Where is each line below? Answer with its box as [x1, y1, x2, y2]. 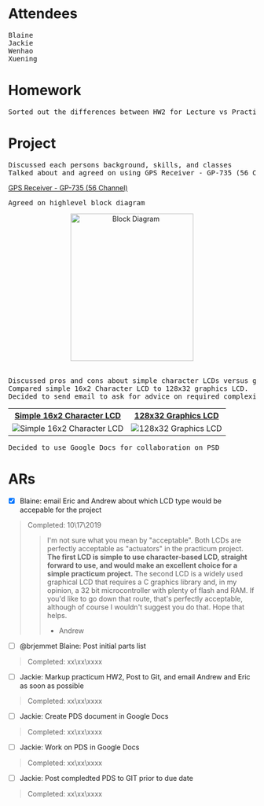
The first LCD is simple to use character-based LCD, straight [46, 552, 247, 561]
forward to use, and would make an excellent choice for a [46, 560, 238, 570]
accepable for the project [19, 505, 102, 514]
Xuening [8, 54, 38, 63]
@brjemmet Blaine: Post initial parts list [19, 641, 147, 650]
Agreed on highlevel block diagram [8, 198, 145, 207]
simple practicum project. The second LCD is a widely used [46, 569, 244, 578]
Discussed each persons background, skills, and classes [8, 160, 233, 169]
